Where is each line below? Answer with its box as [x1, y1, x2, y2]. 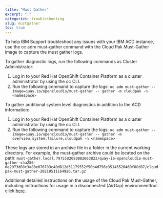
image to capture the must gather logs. [5, 49, 83, 55]
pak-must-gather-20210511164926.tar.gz [5, 169, 86, 174]
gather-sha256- [5, 160, 36, 165]
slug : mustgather [5, 21, 41, 26]
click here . [5, 188, 26, 194]
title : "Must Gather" [5, 7, 49, 12]
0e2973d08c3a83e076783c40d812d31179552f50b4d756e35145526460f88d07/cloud [5, 165, 159, 170]
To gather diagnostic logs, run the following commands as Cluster [5, 59, 138, 65]
